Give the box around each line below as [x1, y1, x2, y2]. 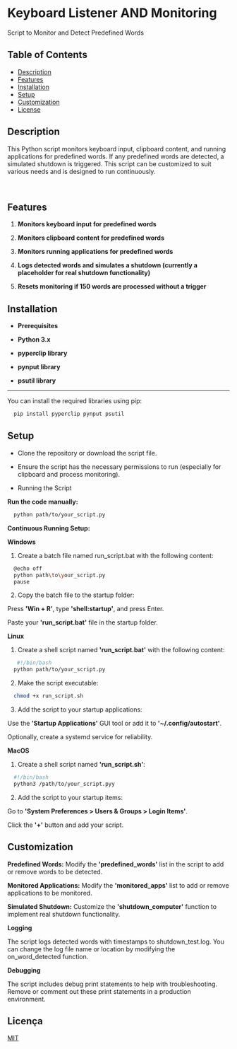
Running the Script [17, 483, 72, 492]
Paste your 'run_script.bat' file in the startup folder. [7, 618, 159, 627]
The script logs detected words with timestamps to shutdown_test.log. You [7, 937, 224, 946]
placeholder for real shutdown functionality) [17, 269, 151, 277]
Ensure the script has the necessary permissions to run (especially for [17, 462, 221, 471]
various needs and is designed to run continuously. [7, 167, 156, 175]
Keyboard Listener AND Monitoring [7, 5, 217, 21]
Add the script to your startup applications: [17, 705, 142, 714]
